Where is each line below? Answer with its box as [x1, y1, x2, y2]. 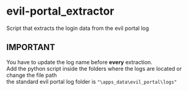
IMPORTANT [6, 42, 55, 53]
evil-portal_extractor [6, 4, 115, 18]
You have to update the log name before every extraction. [6, 58, 153, 65]
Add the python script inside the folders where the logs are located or [6, 65, 182, 72]
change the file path [6, 71, 57, 79]
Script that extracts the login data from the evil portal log [6, 24, 149, 32]
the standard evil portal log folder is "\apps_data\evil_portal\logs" [6, 78, 178, 85]
